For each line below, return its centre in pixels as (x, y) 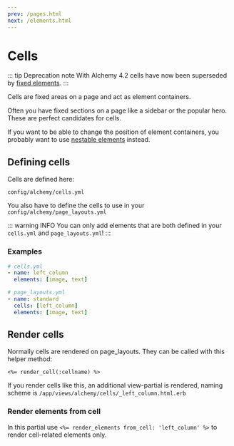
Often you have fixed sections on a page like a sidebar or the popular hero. (117, 110)
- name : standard (33, 299)
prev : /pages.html (35, 14)
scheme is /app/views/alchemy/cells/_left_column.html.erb (97, 393)
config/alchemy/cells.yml (46, 192)
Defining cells (39, 162)
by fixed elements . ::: (38, 83)
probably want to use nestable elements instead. (79, 140)
